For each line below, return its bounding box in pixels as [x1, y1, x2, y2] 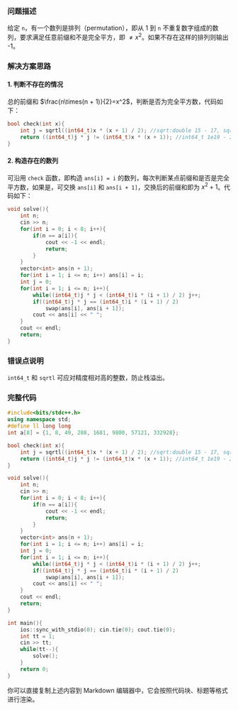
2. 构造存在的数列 [7, 156, 59, 165]
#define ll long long [7, 422, 72, 430]
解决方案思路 [7, 61, 52, 71]
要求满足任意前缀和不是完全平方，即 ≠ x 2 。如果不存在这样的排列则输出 [19, 32, 229, 41]
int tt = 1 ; [20, 633, 55, 640]
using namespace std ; [7, 416, 72, 423]
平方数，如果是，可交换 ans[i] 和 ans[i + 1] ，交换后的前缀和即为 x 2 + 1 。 [7, 181, 225, 191]
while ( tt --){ [20, 646, 59, 653]
